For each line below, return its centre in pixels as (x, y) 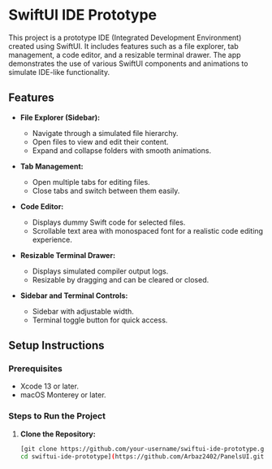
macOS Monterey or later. (63, 395)
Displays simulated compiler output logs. (100, 271)
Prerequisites (35, 369)
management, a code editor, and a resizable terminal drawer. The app (125, 55)
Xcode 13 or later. (50, 386)
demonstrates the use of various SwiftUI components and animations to (128, 64)
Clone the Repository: (58, 434)
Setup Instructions (56, 346)
